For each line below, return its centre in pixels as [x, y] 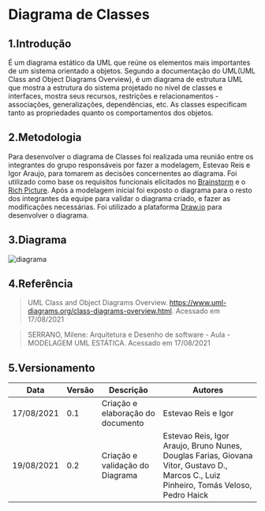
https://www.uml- [198, 303]
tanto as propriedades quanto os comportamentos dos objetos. [111, 113]
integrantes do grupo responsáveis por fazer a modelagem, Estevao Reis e [129, 165]
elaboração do [128, 413]
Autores [208, 390]
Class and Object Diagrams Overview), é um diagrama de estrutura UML [125, 79]
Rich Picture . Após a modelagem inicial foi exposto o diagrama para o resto [130, 190]
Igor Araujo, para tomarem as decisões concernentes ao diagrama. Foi [123, 173]
